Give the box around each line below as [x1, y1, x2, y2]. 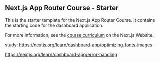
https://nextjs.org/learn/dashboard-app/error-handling [5, 51, 117, 57]
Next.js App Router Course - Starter [5, 4, 119, 12]
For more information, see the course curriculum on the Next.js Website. [5, 32, 154, 38]
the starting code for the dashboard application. [5, 22, 104, 28]
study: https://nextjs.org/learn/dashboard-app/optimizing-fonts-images [5, 42, 152, 48]
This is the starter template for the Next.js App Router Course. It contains [5, 17, 155, 23]
